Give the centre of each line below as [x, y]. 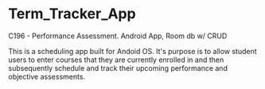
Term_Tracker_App [72, 14]
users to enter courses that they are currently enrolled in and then [116, 60]
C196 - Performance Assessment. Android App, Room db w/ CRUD [118, 36]
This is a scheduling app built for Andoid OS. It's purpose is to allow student [132, 51]
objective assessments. [47, 76]
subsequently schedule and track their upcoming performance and [118, 68]
